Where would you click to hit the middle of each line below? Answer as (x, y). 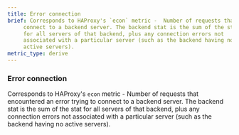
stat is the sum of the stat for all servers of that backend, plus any (104, 109)
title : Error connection (44, 14)
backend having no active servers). (59, 124)
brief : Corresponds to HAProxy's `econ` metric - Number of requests (114, 21)
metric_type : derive (38, 54)
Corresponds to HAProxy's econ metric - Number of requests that (103, 94)
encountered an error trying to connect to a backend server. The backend (116, 102)
